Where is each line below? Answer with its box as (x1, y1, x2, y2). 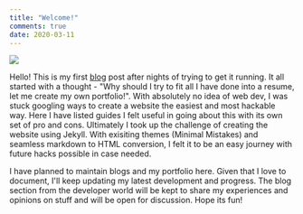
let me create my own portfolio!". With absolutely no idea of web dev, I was (9, 91, 289, 102)
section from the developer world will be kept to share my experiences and (9, 185, 289, 196)
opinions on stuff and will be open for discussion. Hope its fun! (9, 195, 243, 206)
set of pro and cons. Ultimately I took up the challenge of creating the (9, 119, 269, 131)
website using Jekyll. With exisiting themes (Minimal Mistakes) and (9, 129, 259, 140)
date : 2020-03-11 (9, 30, 75, 39)
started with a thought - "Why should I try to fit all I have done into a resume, (9, 81, 295, 92)
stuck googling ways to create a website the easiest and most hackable (9, 100, 276, 111)
